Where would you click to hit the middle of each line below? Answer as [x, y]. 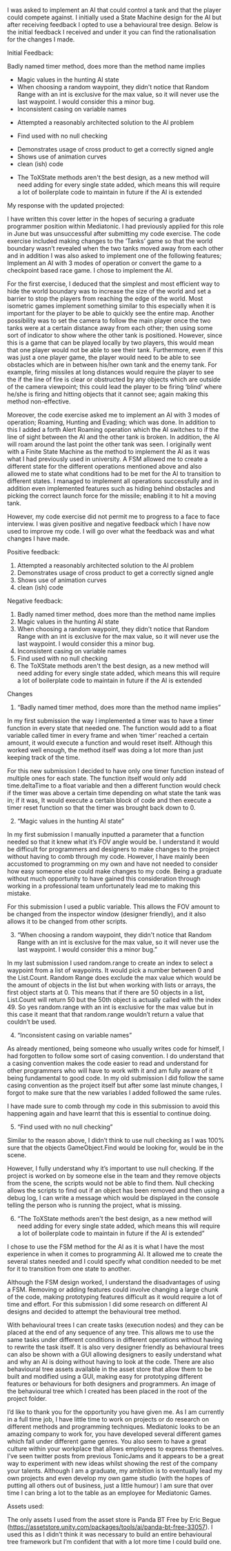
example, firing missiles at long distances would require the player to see [111, 372]
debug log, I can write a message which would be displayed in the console [113, 1198]
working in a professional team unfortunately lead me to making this [104, 886]
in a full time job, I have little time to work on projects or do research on [108, 1419]
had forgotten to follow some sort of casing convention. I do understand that [115, 1056]
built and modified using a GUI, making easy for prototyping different [105, 1376]
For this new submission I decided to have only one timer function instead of [115, 771]
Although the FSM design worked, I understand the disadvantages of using [114, 1282]
